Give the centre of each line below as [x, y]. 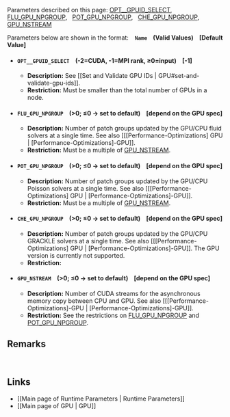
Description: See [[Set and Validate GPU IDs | [92, 76]
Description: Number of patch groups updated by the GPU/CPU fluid [125, 129]
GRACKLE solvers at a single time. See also [88, 241]
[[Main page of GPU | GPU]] [56, 405]
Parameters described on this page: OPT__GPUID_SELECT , [90, 10]
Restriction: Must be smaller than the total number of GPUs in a [117, 90]
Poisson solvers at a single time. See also [86, 188]
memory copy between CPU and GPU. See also [94, 301]
